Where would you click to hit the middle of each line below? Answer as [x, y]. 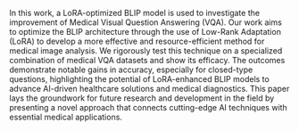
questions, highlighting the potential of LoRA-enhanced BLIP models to [139, 79]
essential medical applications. [66, 117]
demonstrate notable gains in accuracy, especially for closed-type [131, 70]
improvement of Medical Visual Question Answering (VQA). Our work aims [146, 22]
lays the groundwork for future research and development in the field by [142, 98]
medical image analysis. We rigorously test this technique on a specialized [146, 51]
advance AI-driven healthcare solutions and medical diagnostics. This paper [149, 89]
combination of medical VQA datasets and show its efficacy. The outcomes [147, 60]
